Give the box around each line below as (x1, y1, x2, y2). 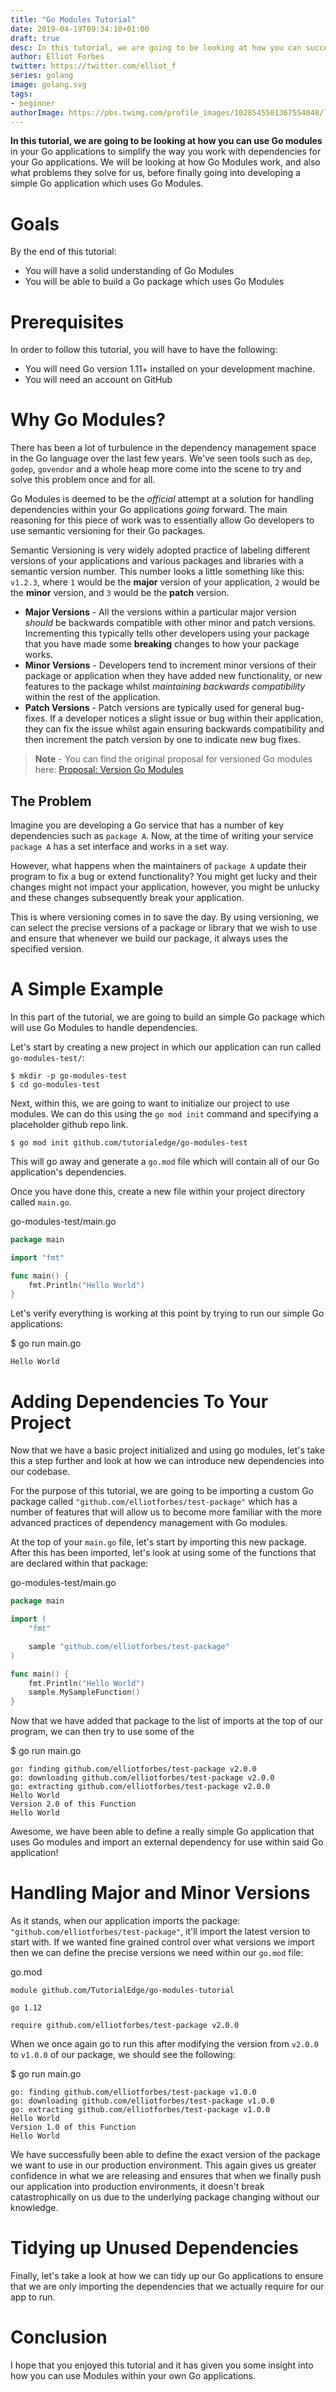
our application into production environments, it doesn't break (10, 2181, 265, 2193)
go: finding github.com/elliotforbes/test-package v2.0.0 (10, 1764, 257, 1775)
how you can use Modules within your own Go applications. (10, 2369, 256, 2381)
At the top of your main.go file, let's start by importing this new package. (10, 1536, 307, 1548)
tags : (10, 89, 33, 99)
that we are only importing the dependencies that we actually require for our (10, 2281, 325, 2292)
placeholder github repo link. (10, 1118, 129, 1130)
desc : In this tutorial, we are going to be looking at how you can (10, 42, 302, 53)
